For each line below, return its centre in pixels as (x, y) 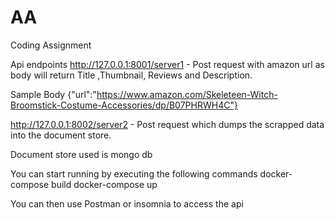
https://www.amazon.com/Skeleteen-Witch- (187, 94)
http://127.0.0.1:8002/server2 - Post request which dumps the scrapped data (167, 124)
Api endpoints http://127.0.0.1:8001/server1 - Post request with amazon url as (167, 64)
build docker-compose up (104, 184)
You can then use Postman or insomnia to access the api (127, 203)
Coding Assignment (51, 45)
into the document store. (61, 135)
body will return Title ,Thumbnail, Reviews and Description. (131, 75)
